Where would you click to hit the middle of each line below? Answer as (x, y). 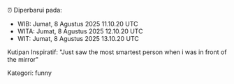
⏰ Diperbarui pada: (35, 10)
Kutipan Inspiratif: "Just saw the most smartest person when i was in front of (117, 52)
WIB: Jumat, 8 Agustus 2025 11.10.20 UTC (78, 24)
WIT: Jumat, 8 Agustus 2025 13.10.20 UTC (78, 39)
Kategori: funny (30, 73)
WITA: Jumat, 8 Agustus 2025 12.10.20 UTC (80, 31)
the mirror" (23, 59)
